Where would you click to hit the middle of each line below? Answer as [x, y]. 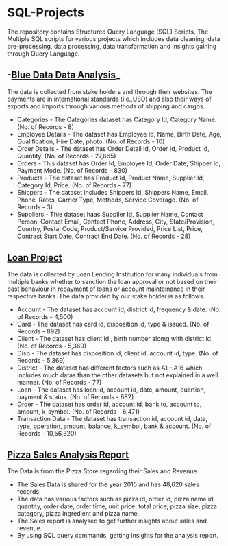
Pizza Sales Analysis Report [68, 454]
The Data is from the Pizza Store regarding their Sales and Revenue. [103, 471]
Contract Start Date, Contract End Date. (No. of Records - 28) [104, 236]
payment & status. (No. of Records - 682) [75, 396]
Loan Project [35, 258]
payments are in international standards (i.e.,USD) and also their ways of [109, 99]
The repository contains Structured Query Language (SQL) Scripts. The [108, 32]
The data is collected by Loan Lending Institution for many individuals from [112, 274]
